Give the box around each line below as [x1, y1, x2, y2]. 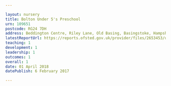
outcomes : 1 [5, 54, 31, 60]
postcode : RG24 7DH [5, 26, 47, 31]
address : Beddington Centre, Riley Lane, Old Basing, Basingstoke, [5, 31, 152, 36]
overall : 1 [5, 59, 28, 64]
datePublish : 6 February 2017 [5, 69, 70, 74]
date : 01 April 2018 [5, 64, 49, 69]
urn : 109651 [5, 21, 31, 26]
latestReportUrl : [5, 36, 42, 41]
